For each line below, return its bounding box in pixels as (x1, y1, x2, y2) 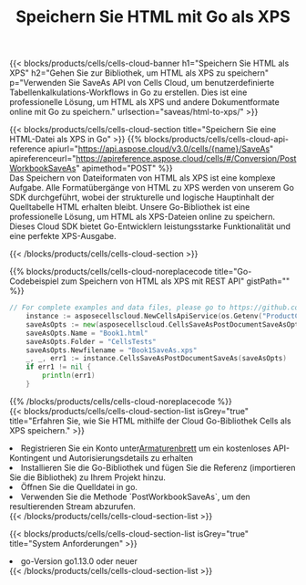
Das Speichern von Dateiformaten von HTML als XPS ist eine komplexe (9, 172, 276, 183)
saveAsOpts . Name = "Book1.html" (25, 329, 148, 338)
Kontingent (9, 452, 51, 463)
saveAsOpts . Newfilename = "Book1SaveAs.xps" (25, 345, 198, 355)
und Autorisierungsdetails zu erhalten (52, 452, 194, 463)
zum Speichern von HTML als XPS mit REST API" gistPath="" (60, 276, 291, 287)
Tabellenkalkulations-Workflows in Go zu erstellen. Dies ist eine (9, 87, 248, 98)
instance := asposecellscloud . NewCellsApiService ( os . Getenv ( (25, 312, 262, 321)
